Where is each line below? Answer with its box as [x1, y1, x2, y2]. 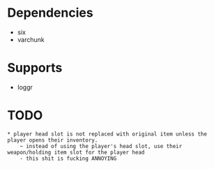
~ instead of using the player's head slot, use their [20, 142, 183, 149]
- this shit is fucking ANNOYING [20, 155, 117, 162]
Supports [7, 60, 63, 76]
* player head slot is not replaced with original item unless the [7, 131, 208, 138]
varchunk [17, 35, 45, 43]
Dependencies [7, 5, 93, 21]
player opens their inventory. [7, 136, 98, 144]
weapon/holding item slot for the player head [7, 149, 145, 156]
